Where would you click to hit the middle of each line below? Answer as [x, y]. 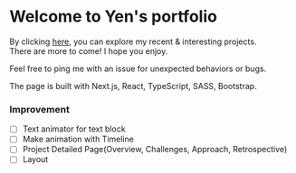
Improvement [39, 109]
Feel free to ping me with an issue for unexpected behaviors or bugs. [138, 68]
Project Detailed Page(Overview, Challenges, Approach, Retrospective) [155, 150]
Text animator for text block [74, 129]
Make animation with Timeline [78, 139]
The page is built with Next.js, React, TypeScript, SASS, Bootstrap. [133, 86]
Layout [35, 159]
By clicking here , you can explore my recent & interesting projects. [133, 41]
